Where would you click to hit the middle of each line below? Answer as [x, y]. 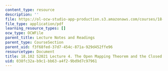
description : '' [22, 14]
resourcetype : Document [30, 51]
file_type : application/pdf [34, 24]
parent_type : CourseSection [34, 42]
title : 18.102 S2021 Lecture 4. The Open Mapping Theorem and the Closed [84, 56]
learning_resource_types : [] [35, 28]
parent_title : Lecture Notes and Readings [50, 38]
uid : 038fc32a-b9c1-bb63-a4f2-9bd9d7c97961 [51, 61]
